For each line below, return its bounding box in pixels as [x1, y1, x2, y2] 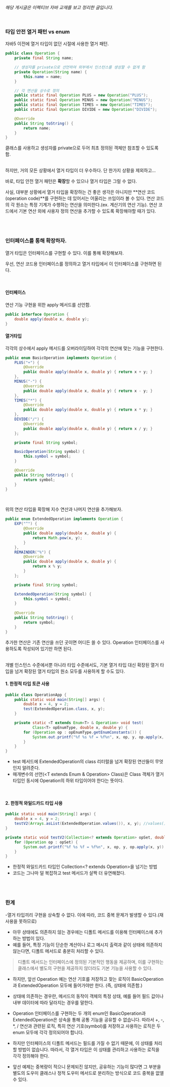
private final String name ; [14, 55, 73, 61]
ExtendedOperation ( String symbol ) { [14, 592, 92, 597]
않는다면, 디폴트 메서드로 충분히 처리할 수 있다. [12, 948, 105, 954]
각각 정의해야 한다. [12, 1052, 50, 1059]
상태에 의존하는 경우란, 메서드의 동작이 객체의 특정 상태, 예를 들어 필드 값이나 [12, 993, 164, 999]
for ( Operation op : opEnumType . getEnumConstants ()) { [23, 730, 142, 735]
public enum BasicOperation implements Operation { [5, 355, 116, 360]
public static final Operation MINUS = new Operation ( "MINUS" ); [14, 98, 153, 103]
